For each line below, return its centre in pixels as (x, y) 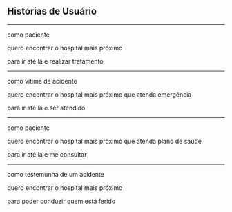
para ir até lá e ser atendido (46, 108)
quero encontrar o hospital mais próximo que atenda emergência (99, 94)
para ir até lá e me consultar (47, 154)
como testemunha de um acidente (56, 174)
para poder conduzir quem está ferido (61, 201)
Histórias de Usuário (52, 11)
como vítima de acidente (42, 81)
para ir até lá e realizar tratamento (55, 61)
